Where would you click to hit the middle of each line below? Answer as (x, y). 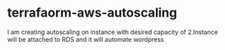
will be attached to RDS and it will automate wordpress (86, 39)
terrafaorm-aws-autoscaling (92, 13)
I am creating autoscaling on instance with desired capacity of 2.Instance (113, 32)
